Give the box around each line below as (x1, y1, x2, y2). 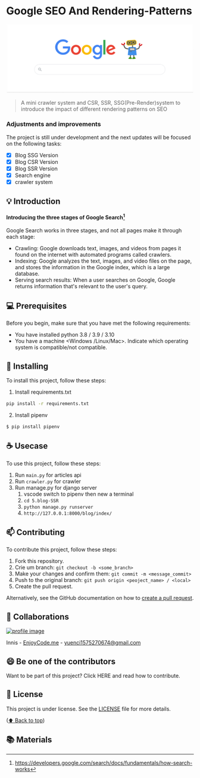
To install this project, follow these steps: (6, 376, 107, 384)
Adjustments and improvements (6, 120, 101, 129)
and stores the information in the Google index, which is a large (14, 264, 170, 271)
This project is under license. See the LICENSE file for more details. (6, 705, 171, 712)
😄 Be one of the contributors (6, 656, 116, 667)
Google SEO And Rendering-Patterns (6, 4, 192, 18)
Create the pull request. (14, 583, 73, 590)
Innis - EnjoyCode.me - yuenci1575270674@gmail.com (6, 639, 141, 646)
